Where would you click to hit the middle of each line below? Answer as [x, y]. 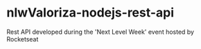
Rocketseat [23, 39]
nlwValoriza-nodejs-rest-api [90, 13]
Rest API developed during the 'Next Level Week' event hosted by [101, 32]
